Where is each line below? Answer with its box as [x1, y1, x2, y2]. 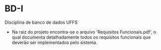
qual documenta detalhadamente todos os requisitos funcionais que [11, 34, 151, 40]
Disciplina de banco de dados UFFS [4, 19, 78, 25]
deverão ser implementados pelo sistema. [11, 39, 98, 45]
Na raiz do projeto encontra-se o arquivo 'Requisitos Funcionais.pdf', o [11, 29, 157, 35]
